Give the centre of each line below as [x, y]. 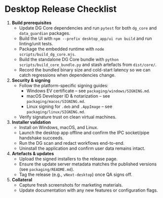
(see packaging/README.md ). [47, 169]
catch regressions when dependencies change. [67, 75]
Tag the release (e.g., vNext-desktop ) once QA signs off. [76, 174]
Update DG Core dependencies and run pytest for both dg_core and [88, 28]
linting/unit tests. [36, 43]
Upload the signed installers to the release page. [68, 159]
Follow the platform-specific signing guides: [64, 85]
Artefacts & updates [33, 153]
